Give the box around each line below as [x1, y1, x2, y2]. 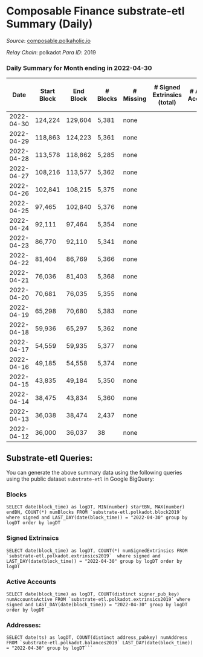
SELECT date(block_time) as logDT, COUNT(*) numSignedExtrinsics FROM [6, 548, 188, 554]
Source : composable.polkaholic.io [6, 37, 91, 44]
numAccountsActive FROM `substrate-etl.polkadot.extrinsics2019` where [6, 596, 190, 602]
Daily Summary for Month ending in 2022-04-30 [6, 63, 152, 72]
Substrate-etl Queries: [6, 453, 93, 463]
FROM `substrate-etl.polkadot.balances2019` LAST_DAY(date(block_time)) [6, 640, 193, 646]
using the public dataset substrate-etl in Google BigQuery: [6, 475, 155, 482]
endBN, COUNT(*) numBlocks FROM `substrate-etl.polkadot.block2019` [6, 509, 182, 516]
